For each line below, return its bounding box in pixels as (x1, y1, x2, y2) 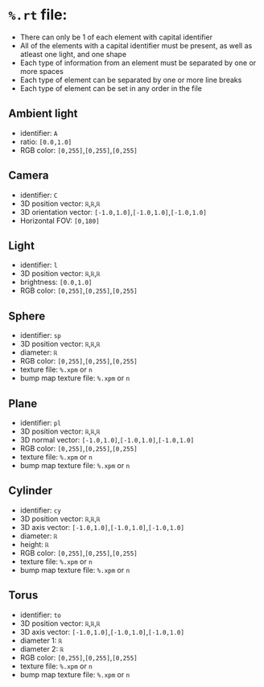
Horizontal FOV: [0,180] (19, 216, 100, 225)
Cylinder (8, 484, 53, 498)
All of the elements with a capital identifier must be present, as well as (19, 40, 253, 50)
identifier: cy (19, 505, 62, 515)
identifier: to (19, 610, 62, 619)
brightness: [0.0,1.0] (19, 278, 93, 287)
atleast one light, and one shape (19, 49, 127, 59)
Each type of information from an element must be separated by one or (19, 58, 257, 68)
